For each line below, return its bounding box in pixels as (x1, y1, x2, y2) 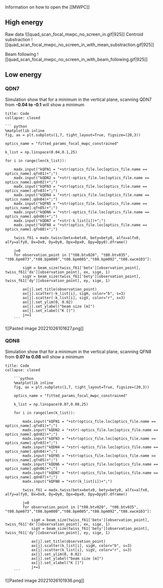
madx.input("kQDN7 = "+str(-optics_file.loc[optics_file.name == (22, 470, 159, 475)
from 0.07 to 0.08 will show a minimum (5, 353, 84, 359)
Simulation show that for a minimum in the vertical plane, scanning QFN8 (5, 349, 152, 354)
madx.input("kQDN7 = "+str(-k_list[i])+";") (14, 218, 106, 223)
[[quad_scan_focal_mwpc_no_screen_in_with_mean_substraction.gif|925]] (5, 42, 155, 47)
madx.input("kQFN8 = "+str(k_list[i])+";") (22, 479, 112, 484)
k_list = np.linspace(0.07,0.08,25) (14, 401, 89, 407)
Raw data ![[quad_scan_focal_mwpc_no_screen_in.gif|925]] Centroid (5, 31, 143, 37)
